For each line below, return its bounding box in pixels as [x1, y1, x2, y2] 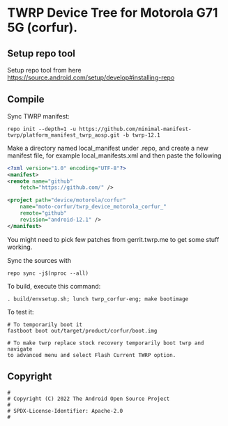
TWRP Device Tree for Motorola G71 [7, 5, 218, 21]
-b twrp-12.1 [122, 131, 160, 139]
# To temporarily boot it [7, 321, 82, 328]
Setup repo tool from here [7, 66, 82, 74]
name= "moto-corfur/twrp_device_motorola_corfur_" [20, 204, 167, 211]
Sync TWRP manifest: [7, 112, 70, 120]
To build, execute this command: [7, 282, 101, 290]
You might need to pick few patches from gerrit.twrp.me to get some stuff [7, 235, 220, 243]
